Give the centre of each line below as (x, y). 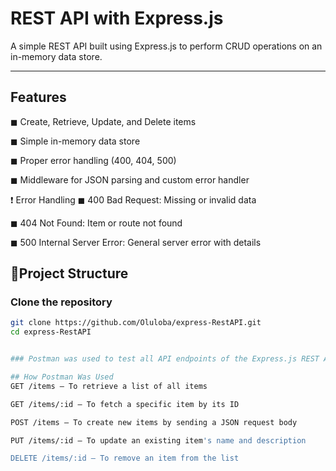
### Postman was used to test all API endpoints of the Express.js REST (165, 359)
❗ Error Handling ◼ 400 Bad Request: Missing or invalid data (133, 199)
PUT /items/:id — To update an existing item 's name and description (158, 440)
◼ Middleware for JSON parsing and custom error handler (130, 179)
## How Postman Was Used (62, 377)
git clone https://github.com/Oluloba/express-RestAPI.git (136, 323)
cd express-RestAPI (51, 332)
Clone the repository (61, 302)
